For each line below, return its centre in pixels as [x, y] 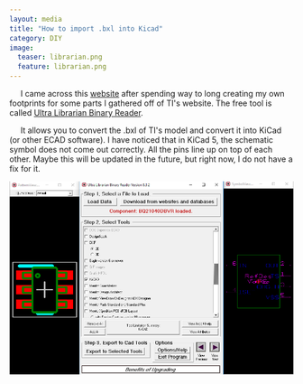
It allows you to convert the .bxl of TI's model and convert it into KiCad [151, 130]
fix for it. [25, 169]
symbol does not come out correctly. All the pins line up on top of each [141, 150]
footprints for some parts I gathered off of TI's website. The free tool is [141, 103]
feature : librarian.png [62, 67]
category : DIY [36, 38]
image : [22, 48]
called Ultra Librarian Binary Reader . [77, 112]
